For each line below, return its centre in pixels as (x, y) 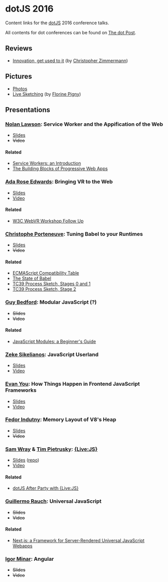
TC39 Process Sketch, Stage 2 (44, 289)
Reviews (19, 48)
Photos (20, 88)
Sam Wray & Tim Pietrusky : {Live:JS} (52, 449)
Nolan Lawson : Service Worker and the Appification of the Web (84, 124)
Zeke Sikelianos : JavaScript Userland (52, 354)
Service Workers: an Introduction (47, 163)
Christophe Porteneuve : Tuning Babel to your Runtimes (74, 234)
